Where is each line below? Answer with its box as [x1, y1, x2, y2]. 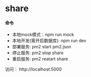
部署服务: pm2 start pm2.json [12, 44, 71, 50]
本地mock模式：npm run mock [12, 32, 74, 38]
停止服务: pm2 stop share [12, 50, 64, 56]
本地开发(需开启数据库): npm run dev [12, 38, 87, 44]
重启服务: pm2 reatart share [12, 56, 68, 62]
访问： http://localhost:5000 [5, 66, 62, 72]
